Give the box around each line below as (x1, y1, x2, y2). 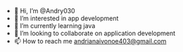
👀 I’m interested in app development (13, 14, 119, 22)
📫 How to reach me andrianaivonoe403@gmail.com (13, 37, 167, 45)
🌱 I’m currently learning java (13, 22, 96, 30)
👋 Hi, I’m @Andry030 (13, 7, 75, 15)
